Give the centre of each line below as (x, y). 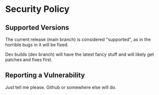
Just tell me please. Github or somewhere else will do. (61, 87)
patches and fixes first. (29, 60)
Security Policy (37, 9)
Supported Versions (37, 28)
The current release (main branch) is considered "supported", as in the (78, 39)
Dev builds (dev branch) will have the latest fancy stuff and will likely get (79, 54)
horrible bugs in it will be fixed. (37, 45)
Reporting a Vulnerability (45, 75)
